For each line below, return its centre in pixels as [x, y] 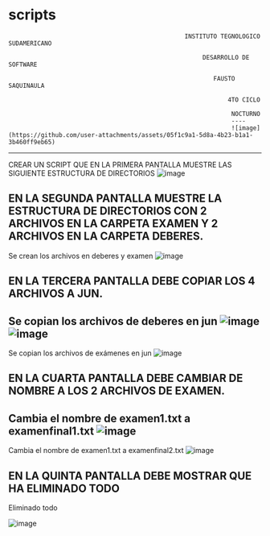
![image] [246, 128]
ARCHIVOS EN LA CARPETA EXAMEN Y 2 [113, 224]
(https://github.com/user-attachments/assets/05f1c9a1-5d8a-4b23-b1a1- [131, 135]
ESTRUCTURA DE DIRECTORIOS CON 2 [108, 211]
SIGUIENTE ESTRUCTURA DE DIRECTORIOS [82, 173]
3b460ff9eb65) [32, 142]
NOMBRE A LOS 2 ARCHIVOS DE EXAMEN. [117, 391]
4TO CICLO [244, 100]
